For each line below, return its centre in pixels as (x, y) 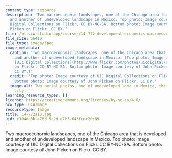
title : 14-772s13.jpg (28, 114)
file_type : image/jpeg (29, 43)
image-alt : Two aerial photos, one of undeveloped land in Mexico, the (88, 86)
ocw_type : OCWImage (26, 105)
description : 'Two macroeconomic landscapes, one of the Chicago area (82, 15)
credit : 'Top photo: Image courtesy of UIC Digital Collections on (83, 76)
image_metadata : (23, 48)
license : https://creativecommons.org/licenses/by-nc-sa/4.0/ (73, 100)
